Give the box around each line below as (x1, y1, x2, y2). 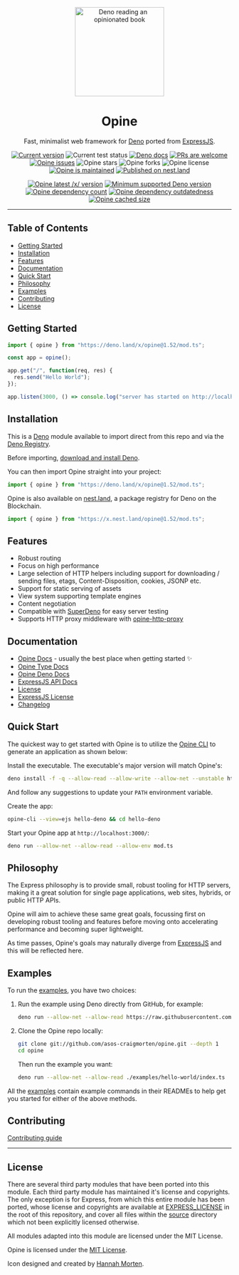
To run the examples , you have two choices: (7, 986, 137, 995)
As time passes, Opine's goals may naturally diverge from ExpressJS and (7, 939, 222, 948)
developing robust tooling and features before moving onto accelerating (7, 918, 218, 926)
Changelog (17, 700, 51, 708)
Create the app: (7, 801, 53, 810)
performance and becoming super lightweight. (7, 925, 144, 934)
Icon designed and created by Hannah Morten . (7, 1259, 144, 1268)
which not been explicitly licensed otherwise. (7, 1218, 140, 1226)
